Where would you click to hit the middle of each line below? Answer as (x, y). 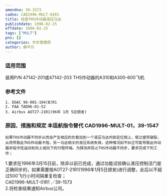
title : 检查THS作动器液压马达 (33, 19)
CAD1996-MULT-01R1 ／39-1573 (39, 182)
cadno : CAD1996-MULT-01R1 (32, 15)
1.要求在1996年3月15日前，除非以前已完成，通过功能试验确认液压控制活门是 (83, 163)
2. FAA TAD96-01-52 (26, 107)
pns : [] (13, 38)
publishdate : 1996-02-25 (31, 24)
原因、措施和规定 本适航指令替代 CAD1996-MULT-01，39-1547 (82, 126)
